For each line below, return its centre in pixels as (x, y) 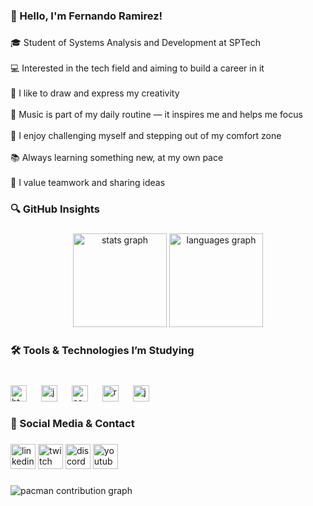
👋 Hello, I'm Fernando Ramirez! (86, 16)
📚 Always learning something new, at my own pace (117, 157)
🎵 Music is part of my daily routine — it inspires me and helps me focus (156, 114)
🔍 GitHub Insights (55, 209)
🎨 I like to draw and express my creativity (95, 93)
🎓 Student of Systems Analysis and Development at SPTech (135, 42)
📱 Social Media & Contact (72, 424)
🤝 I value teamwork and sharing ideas (88, 182)
